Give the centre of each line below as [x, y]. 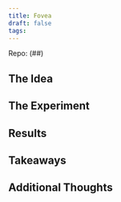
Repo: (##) [26, 54]
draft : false [30, 23]
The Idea [31, 78]
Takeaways [37, 160]
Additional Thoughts [61, 188]
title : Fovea [30, 16]
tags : [17, 30]
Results [28, 133]
